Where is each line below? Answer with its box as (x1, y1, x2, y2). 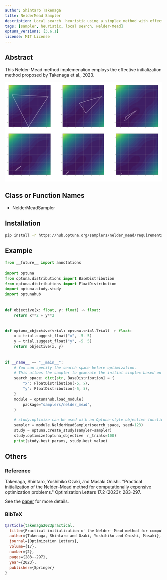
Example (5, 247, 33, 255)
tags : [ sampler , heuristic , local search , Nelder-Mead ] (5, 24, 123, 29)
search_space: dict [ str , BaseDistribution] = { (14, 376, 114, 381)
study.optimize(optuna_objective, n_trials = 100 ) (14, 433, 117, 438)
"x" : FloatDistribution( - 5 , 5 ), (23, 381, 90, 386)
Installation (5, 219, 41, 227)
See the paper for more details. (5, 498, 69, 504)
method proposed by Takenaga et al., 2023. (5, 72, 95, 78)
